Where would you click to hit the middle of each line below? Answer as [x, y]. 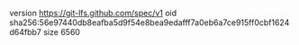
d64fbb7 [26, 32]
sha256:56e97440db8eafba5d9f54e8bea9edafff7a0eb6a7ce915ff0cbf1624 [149, 22]
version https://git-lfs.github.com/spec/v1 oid [93, 13]
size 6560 [62, 32]
